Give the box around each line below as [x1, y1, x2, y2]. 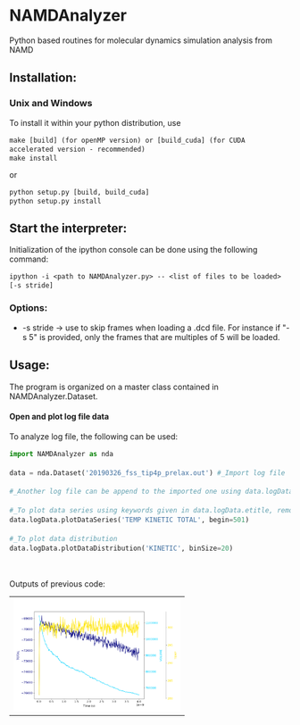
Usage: [9, 358, 51, 373]
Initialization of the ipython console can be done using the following [9, 245, 258, 255]
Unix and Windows [9, 97, 93, 110]
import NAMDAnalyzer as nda [9, 449, 114, 458]
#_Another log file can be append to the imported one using [9, 487, 242, 496]
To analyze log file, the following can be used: [9, 430, 179, 442]
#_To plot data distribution [9, 534, 118, 543]
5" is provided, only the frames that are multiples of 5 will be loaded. [29, 331, 280, 342]
